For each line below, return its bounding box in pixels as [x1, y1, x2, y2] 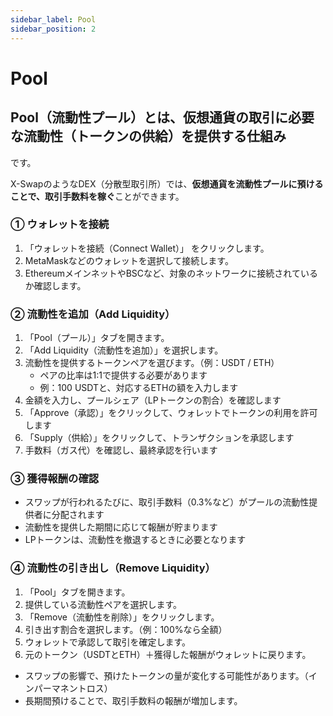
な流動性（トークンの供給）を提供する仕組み [10, 128, 287, 145]
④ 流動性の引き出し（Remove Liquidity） [10, 561, 216, 575]
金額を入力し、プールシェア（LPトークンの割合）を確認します [24, 394, 282, 406]
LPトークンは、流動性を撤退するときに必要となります [24, 534, 247, 546]
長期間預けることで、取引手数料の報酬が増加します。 [24, 694, 243, 706]
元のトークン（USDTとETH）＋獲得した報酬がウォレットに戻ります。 [24, 648, 312, 660]
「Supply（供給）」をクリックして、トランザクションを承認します [24, 432, 295, 444]
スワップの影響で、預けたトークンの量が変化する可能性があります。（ [24, 669, 309, 681]
